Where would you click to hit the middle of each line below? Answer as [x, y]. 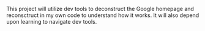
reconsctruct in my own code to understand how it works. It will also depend [103, 15]
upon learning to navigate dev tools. [52, 22]
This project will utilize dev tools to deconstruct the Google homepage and [100, 9]
